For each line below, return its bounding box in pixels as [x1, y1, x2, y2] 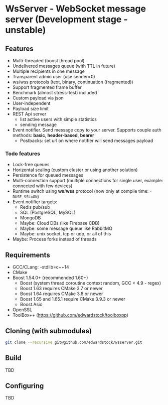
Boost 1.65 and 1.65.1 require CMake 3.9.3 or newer [20, 296, 125, 302]
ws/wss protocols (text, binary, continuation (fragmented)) [12, 79, 134, 85]
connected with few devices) [12, 183, 73, 189]
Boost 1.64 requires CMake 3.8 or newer [20, 291, 103, 297]
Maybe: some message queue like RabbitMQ [20, 225, 113, 231]
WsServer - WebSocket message [5, 3, 146, 15]
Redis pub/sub [20, 204, 50, 210]
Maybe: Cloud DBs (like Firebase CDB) [20, 220, 100, 226]
